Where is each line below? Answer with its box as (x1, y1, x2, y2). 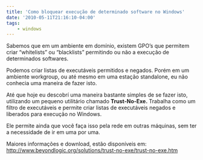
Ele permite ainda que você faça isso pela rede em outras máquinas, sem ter (6, 122, 197, 130)
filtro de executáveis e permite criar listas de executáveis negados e (6, 104, 176, 112)
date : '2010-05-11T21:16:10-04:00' (6, 14, 96, 21)
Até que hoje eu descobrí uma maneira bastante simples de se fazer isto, (6, 91, 188, 98)
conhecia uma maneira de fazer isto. (6, 80, 97, 87)
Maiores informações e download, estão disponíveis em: (6, 140, 147, 148)
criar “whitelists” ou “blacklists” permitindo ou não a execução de (6, 49, 169, 56)
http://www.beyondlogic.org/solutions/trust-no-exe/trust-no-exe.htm (6, 147, 178, 154)
